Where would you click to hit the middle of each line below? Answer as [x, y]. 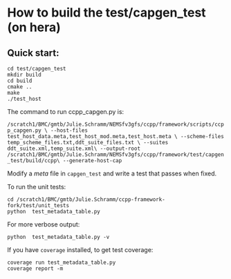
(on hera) [34, 27]
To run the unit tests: [37, 187]
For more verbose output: [44, 224]
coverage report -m [35, 269]
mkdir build [24, 75]
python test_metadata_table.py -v [58, 237]
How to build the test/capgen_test [107, 13]
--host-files [70, 131]
